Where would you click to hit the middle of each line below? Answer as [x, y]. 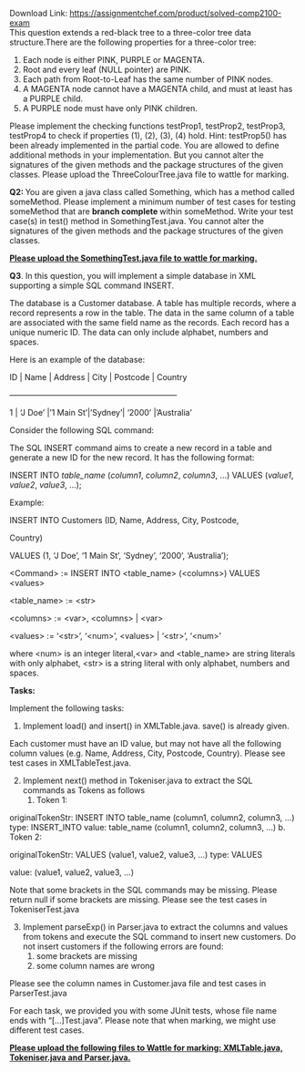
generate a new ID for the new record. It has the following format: [132, 458]
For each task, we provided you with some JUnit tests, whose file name [143, 1010]
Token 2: [26, 837]
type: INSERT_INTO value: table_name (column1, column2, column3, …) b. [147, 827]
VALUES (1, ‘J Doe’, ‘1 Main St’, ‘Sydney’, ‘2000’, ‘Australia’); [119, 556]
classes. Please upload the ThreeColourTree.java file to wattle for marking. [149, 174]
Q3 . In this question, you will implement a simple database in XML [133, 276]
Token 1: [52, 800]
